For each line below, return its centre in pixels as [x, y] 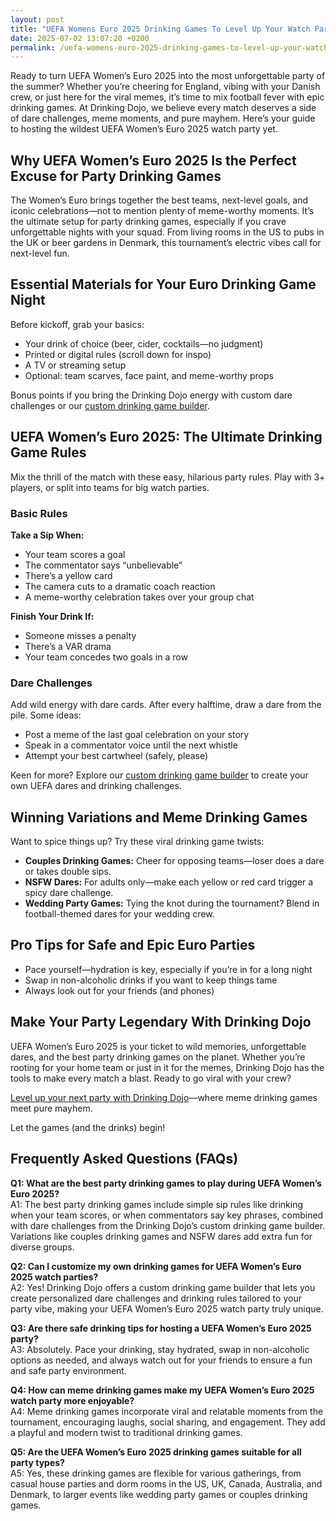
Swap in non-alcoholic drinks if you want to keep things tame [151, 980]
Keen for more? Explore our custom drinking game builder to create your [159, 775]
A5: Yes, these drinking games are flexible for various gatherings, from [156, 1473]
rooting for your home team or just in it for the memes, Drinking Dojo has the [167, 1067]
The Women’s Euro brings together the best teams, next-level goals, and [159, 200]
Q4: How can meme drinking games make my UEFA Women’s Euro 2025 [162, 1390]
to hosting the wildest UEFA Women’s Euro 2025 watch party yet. [144, 129]
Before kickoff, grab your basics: [77, 324]
